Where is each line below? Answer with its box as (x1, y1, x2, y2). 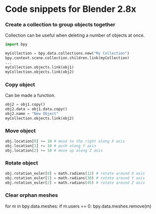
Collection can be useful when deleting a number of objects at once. (5, 32, 145, 38)
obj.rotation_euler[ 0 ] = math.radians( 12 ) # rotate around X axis (5, 171, 145, 176)
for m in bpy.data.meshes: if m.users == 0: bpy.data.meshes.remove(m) (5, 203, 152, 209)
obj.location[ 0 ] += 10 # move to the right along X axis (5, 139, 125, 144)
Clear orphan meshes (5, 192, 58, 199)
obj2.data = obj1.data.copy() (5, 107, 68, 111)
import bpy (5, 42, 28, 47)
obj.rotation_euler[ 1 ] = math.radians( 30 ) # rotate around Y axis (5, 175, 145, 180)
